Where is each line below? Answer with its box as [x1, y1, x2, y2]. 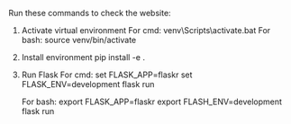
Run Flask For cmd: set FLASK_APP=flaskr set [21, 69, 193, 80]
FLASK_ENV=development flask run [21, 79, 155, 89]
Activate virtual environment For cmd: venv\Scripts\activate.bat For [21, 25, 271, 35]
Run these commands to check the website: [8, 8, 172, 18]
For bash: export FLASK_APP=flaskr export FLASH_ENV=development [21, 96, 283, 107]
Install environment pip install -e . [21, 52, 146, 62]
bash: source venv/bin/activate [21, 35, 137, 45]
